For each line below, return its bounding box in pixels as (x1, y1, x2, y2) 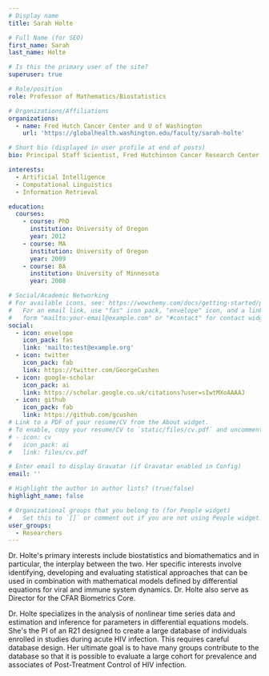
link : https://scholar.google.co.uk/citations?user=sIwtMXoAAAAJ (22, 388, 246, 397)
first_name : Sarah (8, 41, 70, 49)
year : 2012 (29, 233, 66, 241)
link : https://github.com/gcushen (22, 411, 138, 419)
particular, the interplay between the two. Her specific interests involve (8, 559, 242, 569)
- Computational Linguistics (15, 180, 113, 188)
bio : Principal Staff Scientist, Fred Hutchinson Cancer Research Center (8, 152, 260, 160)
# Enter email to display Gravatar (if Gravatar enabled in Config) (8, 463, 242, 471)
